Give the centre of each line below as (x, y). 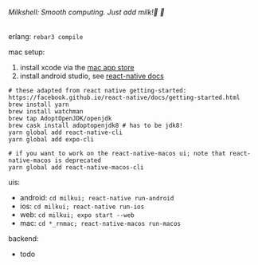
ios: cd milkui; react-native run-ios (82, 206)
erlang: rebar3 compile (46, 37)
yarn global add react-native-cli (66, 132)
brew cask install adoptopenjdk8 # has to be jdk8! (96, 126)
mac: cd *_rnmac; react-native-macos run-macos (100, 223)
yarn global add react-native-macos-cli (76, 168)
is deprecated (78, 160)
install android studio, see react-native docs (92, 76)
